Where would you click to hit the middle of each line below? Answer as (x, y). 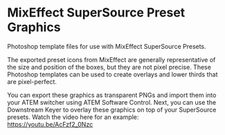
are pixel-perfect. (32, 81)
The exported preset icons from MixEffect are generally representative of (111, 59)
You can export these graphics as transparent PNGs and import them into (112, 95)
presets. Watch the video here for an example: (73, 117)
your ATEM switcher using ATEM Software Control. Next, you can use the (112, 102)
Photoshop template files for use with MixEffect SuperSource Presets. (107, 46)
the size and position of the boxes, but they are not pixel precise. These (109, 67)
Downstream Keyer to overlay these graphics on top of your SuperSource (112, 110)
